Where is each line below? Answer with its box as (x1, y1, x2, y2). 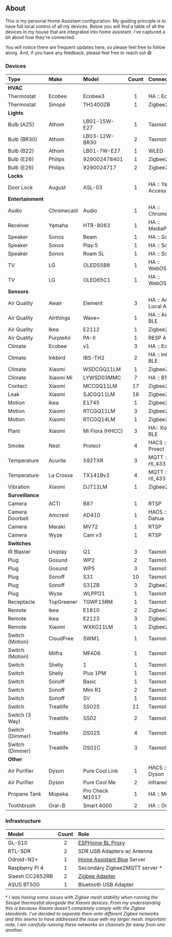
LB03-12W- (83, 133, 114, 140)
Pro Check (83, 787, 109, 795)
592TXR (83, 457, 103, 464)
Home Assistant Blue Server (78, 856, 146, 863)
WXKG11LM (83, 623, 114, 631)
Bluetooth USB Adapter (78, 881, 134, 888)
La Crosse (48, 472, 73, 479)
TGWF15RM (83, 598, 113, 605)
